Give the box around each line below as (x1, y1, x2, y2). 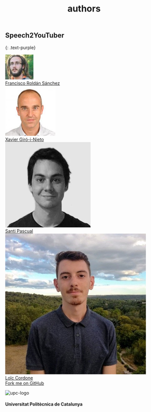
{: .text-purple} (5, 44, 36, 50)
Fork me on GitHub (5, 380, 44, 386)
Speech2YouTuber (5, 31, 64, 40)
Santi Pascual (5, 228, 33, 234)
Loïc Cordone (5, 374, 33, 380)
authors (67, 3, 101, 14)
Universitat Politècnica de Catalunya (5, 401, 83, 407)
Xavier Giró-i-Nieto (5, 136, 44, 142)
